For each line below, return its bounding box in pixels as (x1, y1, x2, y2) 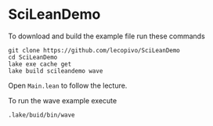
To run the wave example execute (8, 95, 117, 105)
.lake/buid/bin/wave (8, 111, 76, 119)
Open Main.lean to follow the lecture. (8, 81, 128, 90)
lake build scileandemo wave (8, 67, 103, 75)
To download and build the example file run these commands (8, 31, 205, 41)
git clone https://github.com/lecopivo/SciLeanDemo (8, 46, 180, 54)
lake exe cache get (8, 60, 72, 68)
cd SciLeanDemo (8, 53, 58, 61)
